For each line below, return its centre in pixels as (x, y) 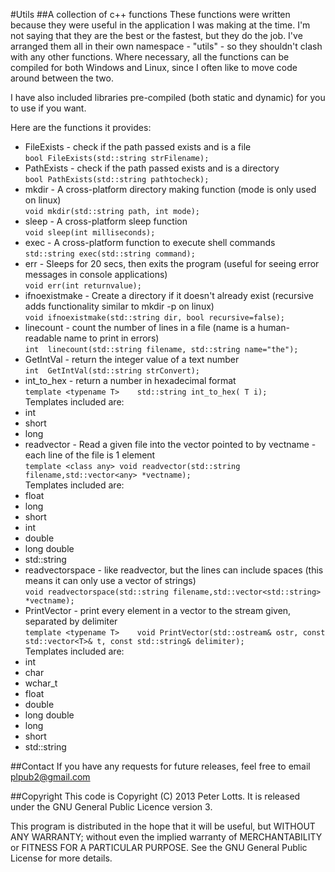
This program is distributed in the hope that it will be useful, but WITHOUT (163, 826)
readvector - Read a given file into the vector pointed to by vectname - (170, 444)
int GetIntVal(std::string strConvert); (112, 371)
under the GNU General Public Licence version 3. (111, 807)
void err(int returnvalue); (83, 286)
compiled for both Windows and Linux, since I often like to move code (154, 67)
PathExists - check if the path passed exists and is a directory (152, 168)
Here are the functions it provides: (81, 127)
